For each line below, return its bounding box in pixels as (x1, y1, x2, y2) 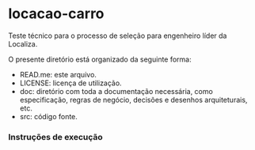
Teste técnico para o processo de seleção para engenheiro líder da (8, 31, 227, 40)
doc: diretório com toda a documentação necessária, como (19, 86, 214, 96)
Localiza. (8, 39, 38, 48)
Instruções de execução (8, 131, 103, 142)
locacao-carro (8, 5, 105, 23)
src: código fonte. (19, 111, 78, 121)
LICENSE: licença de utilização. (19, 78, 122, 88)
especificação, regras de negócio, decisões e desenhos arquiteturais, (19, 95, 248, 104)
